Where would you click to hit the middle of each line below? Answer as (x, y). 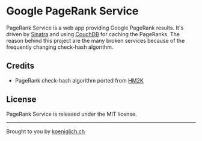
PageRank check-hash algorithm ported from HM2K (79, 80)
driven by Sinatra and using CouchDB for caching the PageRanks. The (93, 34)
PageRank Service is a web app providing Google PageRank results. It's (95, 28)
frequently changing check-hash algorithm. (60, 47)
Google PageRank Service (72, 11)
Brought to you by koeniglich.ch (46, 131)
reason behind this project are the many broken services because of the (96, 40)
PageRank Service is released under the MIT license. (72, 114)
